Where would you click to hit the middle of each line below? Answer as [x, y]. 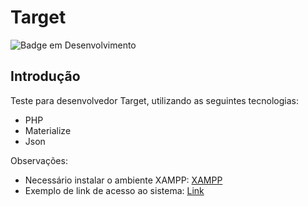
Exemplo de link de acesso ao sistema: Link [114, 190]
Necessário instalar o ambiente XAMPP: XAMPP [123, 180]
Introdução [45, 76]
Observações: [39, 160]
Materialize [48, 130]
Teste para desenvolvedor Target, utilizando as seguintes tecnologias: [154, 100]
